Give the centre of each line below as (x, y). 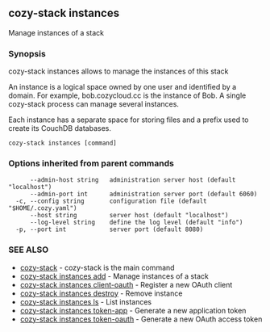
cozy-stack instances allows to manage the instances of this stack (118, 71)
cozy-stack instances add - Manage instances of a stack (114, 276)
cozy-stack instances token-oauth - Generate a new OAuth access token (141, 319)
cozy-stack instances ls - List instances (86, 301)
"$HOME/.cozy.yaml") (43, 208)
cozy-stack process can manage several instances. (94, 104)
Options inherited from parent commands (91, 163)
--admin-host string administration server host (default (133, 180)
